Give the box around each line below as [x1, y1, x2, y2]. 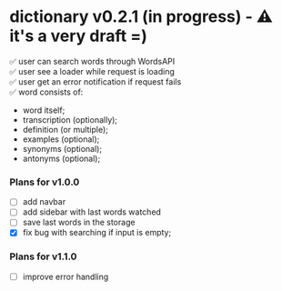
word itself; [22, 105, 65, 115]
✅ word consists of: [9, 86, 84, 97]
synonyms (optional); [22, 143, 103, 154]
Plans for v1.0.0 [9, 176, 80, 188]
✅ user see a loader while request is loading [9, 65, 176, 76]
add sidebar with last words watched [22, 206, 162, 217]
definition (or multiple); [22, 124, 109, 135]
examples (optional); [22, 134, 100, 145]
